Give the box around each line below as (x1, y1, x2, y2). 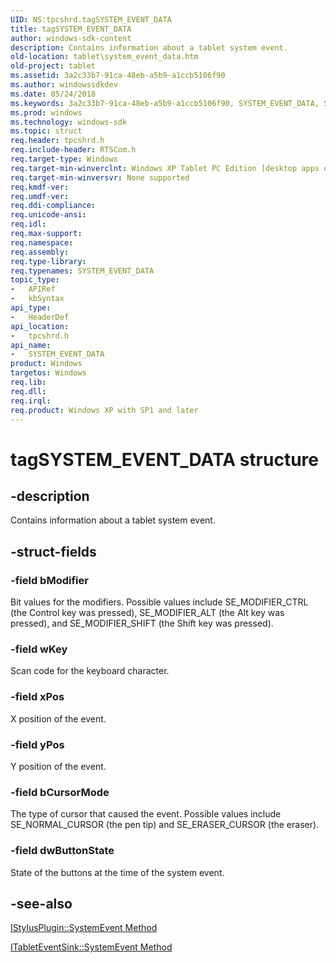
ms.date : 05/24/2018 (10, 89, 97, 99)
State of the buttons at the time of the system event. (10, 866, 225, 878)
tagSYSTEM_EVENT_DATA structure (10, 448, 319, 471)
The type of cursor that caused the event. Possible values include (10, 808, 282, 820)
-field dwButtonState (10, 844, 115, 858)
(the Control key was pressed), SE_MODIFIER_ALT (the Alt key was (10, 607, 285, 619)
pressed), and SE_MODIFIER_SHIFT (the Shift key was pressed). (10, 617, 274, 630)
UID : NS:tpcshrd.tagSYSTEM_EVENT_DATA (10, 14, 172, 25)
